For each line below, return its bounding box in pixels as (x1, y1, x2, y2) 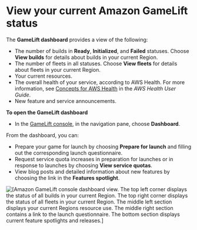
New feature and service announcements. (14, 97, 116, 104)
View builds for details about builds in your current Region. (14, 54, 158, 61)
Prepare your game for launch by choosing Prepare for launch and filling (14, 143, 192, 150)
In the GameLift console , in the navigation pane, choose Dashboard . (14, 120, 181, 127)
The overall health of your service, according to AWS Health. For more (14, 78, 185, 86)
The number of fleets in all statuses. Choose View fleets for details (14, 60, 178, 67)
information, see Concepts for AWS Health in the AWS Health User (14, 85, 176, 92)
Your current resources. (14, 72, 72, 79)
